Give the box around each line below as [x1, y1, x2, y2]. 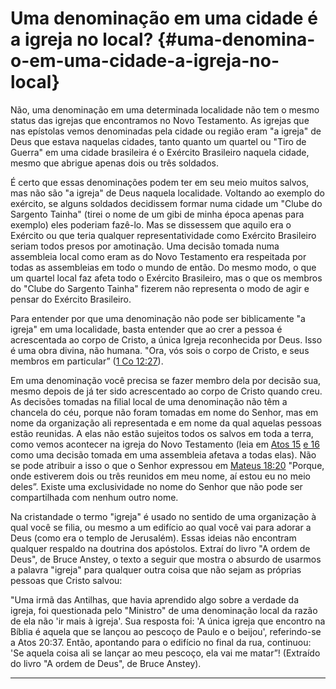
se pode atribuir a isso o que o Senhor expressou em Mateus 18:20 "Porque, [10, 459, 325, 471]
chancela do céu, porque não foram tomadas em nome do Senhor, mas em [10, 406, 319, 418]
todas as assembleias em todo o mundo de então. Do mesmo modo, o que [10, 261, 317, 273]
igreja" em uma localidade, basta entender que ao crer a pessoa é [10, 323, 283, 335]
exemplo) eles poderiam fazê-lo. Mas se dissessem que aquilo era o [10, 218, 292, 231]
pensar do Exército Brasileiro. [10, 293, 132, 305]
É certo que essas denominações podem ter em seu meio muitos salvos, [10, 176, 310, 188]
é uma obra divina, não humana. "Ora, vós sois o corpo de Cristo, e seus [10, 344, 310, 356]
